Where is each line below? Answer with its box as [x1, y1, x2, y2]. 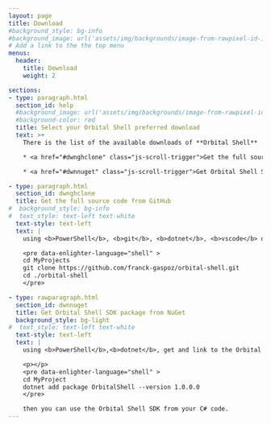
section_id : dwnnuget [15, 301, 89, 309]
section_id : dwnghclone [15, 190, 95, 198]
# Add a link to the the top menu [8, 42, 125, 50]
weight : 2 [23, 72, 56, 80]
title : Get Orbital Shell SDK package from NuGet [15, 308, 186, 316]
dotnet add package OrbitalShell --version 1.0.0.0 [23, 383, 200, 391]
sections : [8, 86, 42, 94]
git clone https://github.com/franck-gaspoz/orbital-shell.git [23, 264, 240, 272]
